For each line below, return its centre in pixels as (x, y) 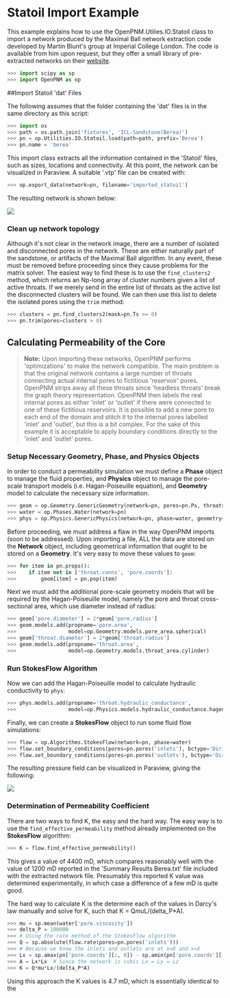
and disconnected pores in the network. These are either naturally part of (111, 251)
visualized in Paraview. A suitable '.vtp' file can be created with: (97, 173)
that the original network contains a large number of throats (108, 373)
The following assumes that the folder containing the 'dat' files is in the (107, 106)
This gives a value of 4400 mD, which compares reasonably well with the (111, 861)
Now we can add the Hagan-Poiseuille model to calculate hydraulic (102, 684)
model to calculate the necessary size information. (78, 493)
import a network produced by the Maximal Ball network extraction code (109, 38)
